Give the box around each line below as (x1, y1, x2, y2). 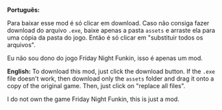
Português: (7, 6, 40, 14)
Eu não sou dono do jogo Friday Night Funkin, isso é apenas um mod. (7, 54, 203, 62)
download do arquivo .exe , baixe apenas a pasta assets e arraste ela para (7, 27, 216, 34)
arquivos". (7, 41, 36, 49)
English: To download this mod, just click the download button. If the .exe (7, 68, 216, 75)
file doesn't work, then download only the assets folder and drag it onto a (7, 74, 214, 83)
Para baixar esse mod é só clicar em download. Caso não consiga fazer (7, 19, 210, 27)
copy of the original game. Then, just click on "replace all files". (7, 82, 186, 90)
